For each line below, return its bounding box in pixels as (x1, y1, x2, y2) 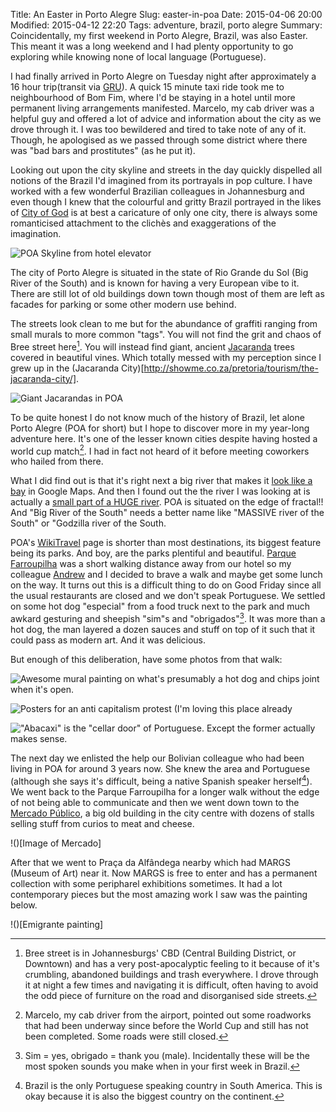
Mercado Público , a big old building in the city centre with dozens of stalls (10, 807, 315, 819)
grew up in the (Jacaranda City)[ (10, 362, 145, 374)
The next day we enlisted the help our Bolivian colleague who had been (10, 752, 305, 764)
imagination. (10, 228, 62, 239)
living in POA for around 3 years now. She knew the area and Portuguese (10, 762, 311, 774)
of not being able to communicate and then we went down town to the (10, 796, 300, 808)
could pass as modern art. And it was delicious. (10, 634, 207, 646)
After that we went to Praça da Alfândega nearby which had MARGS (10, 856, 292, 868)
